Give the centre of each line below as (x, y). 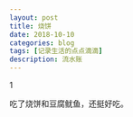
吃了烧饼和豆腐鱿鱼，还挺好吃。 (69, 103)
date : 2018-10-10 (42, 34)
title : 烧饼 (30, 26)
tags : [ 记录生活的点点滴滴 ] (56, 51)
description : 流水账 (46, 59)
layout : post (34, 18)
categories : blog (42, 43)
